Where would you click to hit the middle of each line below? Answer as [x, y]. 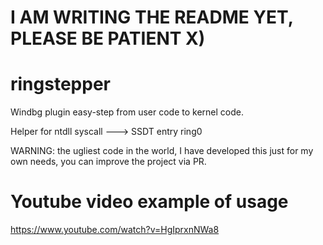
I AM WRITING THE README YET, [152, 17]
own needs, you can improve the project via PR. [108, 162]
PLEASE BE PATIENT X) [108, 38]
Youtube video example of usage [149, 202]
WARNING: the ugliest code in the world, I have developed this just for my [162, 151]
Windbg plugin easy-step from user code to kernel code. [127, 112]
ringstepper [60, 84]
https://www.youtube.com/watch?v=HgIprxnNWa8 [115, 230]
